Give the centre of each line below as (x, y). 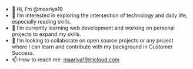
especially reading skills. (41, 22)
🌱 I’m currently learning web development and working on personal (93, 28)
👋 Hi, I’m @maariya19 (37, 9)
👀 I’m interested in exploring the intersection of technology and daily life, (99, 15)
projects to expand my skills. (46, 34)
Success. (23, 53)
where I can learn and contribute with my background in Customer (92, 47)
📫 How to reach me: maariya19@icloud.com (65, 60)
